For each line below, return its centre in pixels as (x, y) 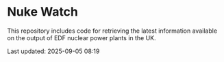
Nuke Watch (43, 12)
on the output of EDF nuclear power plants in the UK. (82, 37)
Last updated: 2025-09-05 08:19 (53, 51)
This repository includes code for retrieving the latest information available (112, 31)
